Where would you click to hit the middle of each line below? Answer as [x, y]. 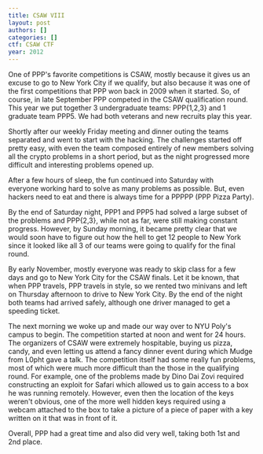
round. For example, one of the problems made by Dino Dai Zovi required [126, 376]
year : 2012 [26, 52]
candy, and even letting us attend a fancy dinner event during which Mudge [130, 351]
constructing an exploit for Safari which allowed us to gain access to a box [128, 385]
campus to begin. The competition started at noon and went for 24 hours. [127, 334]
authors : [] [27, 30]
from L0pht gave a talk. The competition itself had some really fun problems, [132, 360]
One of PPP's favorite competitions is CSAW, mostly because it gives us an [129, 74]
